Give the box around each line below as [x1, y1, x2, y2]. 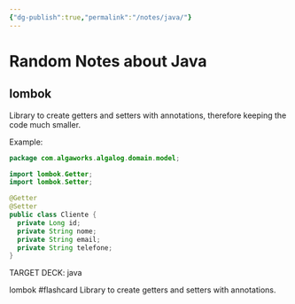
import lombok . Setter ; [9, 178, 93, 187]
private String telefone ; [17, 243, 113, 253]
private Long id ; [17, 218, 82, 227]
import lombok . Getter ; [9, 169, 93, 178]
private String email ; [17, 235, 101, 244]
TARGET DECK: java [9, 268, 82, 278]
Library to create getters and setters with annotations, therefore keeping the [9, 110, 287, 121]
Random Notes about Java [9, 51, 207, 71]
